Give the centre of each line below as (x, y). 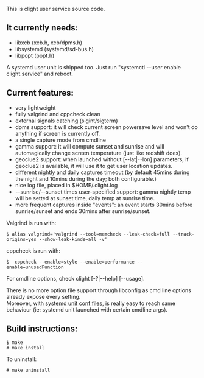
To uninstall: (22, 359)
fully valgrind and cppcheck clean (58, 114)
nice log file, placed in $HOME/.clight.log (66, 185)
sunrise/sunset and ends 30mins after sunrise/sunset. (83, 211)
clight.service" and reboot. (40, 74)
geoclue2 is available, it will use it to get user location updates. (93, 166)
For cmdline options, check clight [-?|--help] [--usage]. (76, 278)
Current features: (40, 93)
